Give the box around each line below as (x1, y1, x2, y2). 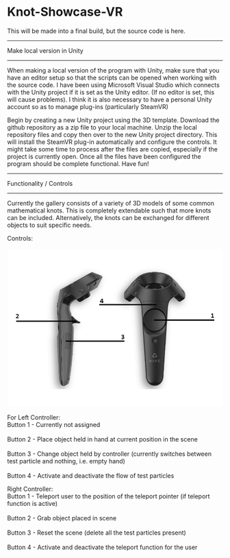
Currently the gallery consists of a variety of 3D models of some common (7, 199, 214, 207)
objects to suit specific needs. (7, 221, 92, 229)
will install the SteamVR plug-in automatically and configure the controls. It (7, 138, 217, 146)
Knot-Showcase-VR (7, 4, 123, 20)
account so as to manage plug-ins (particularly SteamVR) (7, 102, 169, 110)
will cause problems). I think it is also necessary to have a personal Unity (7, 95, 212, 104)
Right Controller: (7, 485, 53, 493)
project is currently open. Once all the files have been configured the (7, 152, 201, 160)
